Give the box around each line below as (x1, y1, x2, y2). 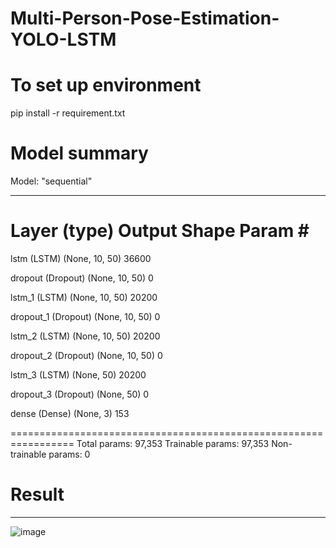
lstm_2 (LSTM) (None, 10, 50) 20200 (10, 330, 161, 342)
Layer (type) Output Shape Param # (10, 220, 310, 242)
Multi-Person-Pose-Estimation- (10, 7, 280, 30)
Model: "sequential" (10, 175, 93, 187)
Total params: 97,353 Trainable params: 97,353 (76, 438, 270, 449)
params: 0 (48, 448, 91, 460)
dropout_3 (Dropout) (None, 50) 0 (10, 388, 150, 400)
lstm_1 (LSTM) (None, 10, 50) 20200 (10, 292, 158, 303)
